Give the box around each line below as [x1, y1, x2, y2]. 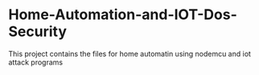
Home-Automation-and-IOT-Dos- [8, 6, 237, 24]
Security [8, 22, 67, 41]
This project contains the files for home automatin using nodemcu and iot [8, 49, 252, 58]
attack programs [8, 57, 63, 67]
